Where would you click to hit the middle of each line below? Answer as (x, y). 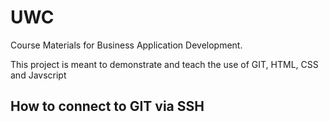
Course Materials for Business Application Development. (126, 45)
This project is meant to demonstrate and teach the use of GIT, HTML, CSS (164, 64)
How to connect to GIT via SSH (107, 106)
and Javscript (38, 75)
